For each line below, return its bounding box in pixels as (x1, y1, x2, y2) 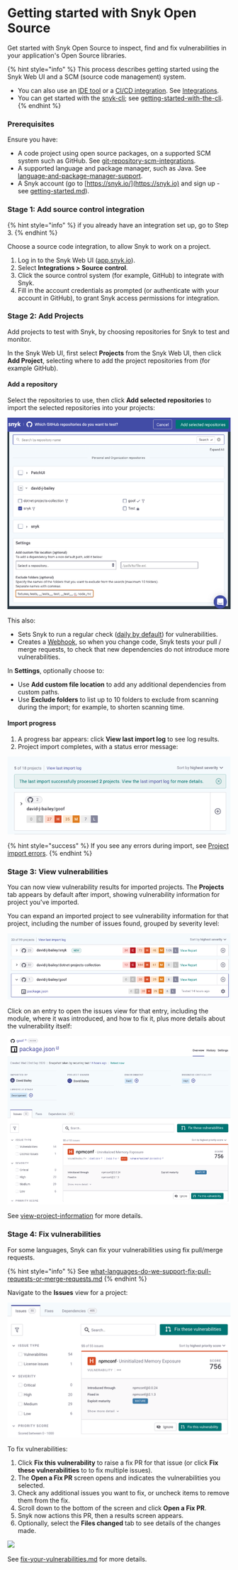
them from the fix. (17, 1496, 71, 1505)
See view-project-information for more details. (7, 1212, 143, 1220)
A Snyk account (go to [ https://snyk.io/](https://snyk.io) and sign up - (17, 179, 220, 188)
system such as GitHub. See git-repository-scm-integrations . (17, 156, 196, 165)
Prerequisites (7, 119, 55, 129)
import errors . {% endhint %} (7, 849, 93, 857)
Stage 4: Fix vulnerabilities (7, 1230, 101, 1240)
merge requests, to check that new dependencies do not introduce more (17, 645, 230, 653)
